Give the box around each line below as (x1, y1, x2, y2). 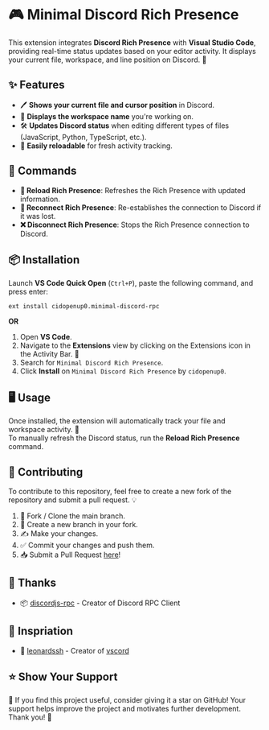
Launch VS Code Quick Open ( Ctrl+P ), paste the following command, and (8, 278, 254, 288)
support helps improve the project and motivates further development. (8, 704, 241, 714)
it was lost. (19, 211, 56, 221)
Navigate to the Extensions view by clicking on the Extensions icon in (19, 340, 251, 350)
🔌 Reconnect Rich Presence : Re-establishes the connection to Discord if (19, 202, 262, 212)
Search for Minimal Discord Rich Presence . (19, 358, 164, 368)
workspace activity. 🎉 (8, 425, 80, 435)
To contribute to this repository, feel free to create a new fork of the (8, 487, 232, 496)
